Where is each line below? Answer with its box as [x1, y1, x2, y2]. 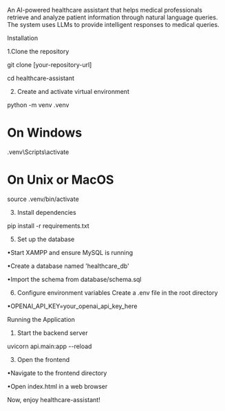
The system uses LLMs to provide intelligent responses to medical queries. [7, 21, 219, 28]
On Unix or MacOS [7, 172, 114, 188]
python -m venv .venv [7, 101, 69, 109]
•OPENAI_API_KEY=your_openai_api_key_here [7, 302, 138, 310]
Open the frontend [17, 355, 70, 363]
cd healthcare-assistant [7, 74, 74, 82]
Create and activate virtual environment [17, 88, 129, 95]
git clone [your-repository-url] [7, 61, 92, 68]
